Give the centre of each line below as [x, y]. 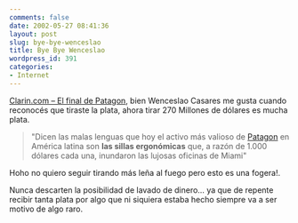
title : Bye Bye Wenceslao [57, 51]
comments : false [39, 17]
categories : [31, 68]
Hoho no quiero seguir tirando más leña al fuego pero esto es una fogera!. [145, 172]
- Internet [29, 76]
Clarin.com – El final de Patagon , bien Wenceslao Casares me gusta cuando [148, 100]
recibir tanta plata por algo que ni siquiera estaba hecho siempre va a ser [143, 199]
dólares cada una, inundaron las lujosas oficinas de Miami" [139, 155]
